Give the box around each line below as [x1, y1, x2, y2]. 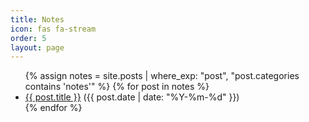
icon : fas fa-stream [10, 24, 97, 34]
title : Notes [10, 14, 65, 25]
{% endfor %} [24, 102, 83, 114]
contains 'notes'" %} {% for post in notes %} [24, 81, 210, 93]
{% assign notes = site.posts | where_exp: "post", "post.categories [24, 70, 300, 82]
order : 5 [10, 33, 47, 43]
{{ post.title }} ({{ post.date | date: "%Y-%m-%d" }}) [24, 91, 240, 103]
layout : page [10, 42, 65, 53]
